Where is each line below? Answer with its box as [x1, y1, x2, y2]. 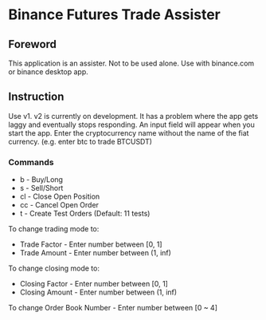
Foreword [8, 38, 57, 51]
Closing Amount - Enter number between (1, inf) [19, 287, 178, 297]
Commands [8, 156, 54, 168]
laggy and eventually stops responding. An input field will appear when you [8, 120, 255, 129]
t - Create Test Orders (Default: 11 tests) [19, 209, 151, 219]
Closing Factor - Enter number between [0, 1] [19, 279, 169, 289]
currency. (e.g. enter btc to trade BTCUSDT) [8, 136, 153, 146]
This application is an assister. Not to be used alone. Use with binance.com [8, 58, 255, 68]
